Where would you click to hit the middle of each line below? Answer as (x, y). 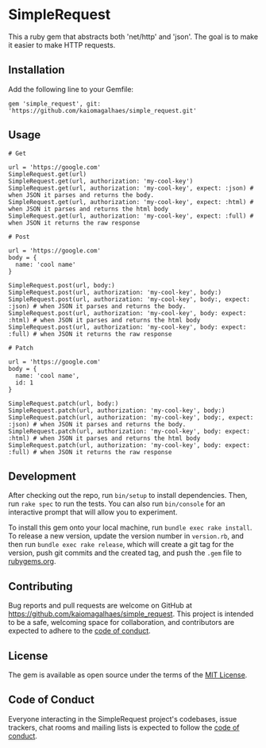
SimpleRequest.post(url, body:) (62, 285)
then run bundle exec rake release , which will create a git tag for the (121, 545)
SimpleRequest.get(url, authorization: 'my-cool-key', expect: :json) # (131, 188)
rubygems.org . (32, 561)
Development (42, 476)
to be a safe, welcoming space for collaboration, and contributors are (121, 623)
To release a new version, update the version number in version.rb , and (126, 536)
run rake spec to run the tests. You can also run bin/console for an (117, 504)
